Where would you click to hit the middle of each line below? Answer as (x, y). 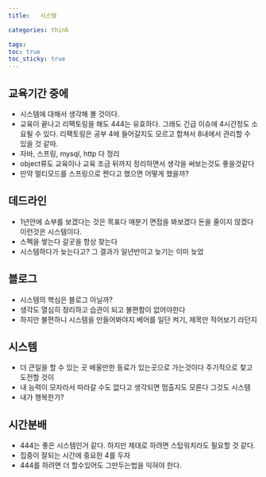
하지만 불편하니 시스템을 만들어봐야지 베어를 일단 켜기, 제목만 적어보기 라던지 (139, 320)
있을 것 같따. (39, 143)
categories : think (39, 30)
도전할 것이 (37, 378)
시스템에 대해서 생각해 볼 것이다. (69, 114)
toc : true (25, 52)
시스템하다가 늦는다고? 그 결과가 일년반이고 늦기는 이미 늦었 (112, 251)
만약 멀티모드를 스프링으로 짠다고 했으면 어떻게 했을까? (104, 173)
